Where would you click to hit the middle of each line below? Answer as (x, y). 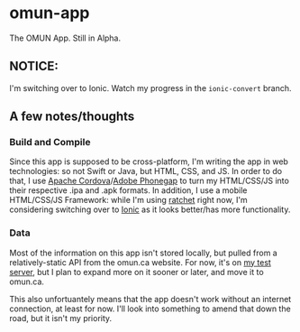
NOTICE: (34, 66)
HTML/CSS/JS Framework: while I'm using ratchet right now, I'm (128, 200)
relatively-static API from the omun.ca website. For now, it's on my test (141, 262)
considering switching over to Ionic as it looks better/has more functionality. (150, 209)
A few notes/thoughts (72, 117)
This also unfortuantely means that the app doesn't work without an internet (150, 299)
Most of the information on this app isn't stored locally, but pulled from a (143, 253)
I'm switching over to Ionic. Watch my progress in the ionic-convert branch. (150, 88)
